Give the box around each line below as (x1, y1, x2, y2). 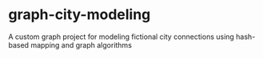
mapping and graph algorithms (30, 40, 132, 49)
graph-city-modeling (8, 6, 151, 24)
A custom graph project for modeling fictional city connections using (8, 32, 234, 41)
